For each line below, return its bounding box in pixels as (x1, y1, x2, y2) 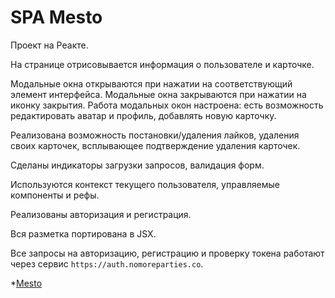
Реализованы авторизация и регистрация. (10, 208, 192, 220)
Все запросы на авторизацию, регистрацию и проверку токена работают (10, 247, 325, 259)
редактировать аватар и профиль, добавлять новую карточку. (10, 109, 277, 121)
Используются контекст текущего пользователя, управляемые (10, 178, 280, 190)
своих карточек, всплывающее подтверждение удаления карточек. (10, 139, 301, 151)
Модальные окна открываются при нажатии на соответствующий (10, 77, 293, 90)
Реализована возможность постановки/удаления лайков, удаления (10, 129, 300, 141)
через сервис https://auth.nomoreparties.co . (10, 257, 204, 270)
